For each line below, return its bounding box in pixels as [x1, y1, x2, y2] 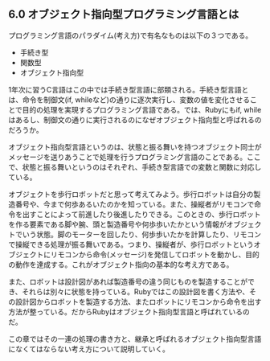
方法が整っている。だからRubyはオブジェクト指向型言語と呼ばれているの [8, 306, 251, 316]
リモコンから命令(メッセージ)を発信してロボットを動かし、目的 [50, 249, 260, 259]
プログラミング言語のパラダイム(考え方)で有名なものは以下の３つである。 [8, 31, 253, 40]
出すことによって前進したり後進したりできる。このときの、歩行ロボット [22, 209, 261, 219]
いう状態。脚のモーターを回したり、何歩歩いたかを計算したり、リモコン [22, 229, 261, 239]
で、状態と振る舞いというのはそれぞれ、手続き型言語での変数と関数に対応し [8, 162, 262, 171]
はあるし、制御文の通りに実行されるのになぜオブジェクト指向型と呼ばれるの [8, 115, 262, 125]
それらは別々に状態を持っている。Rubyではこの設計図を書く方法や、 [22, 286, 250, 296]
